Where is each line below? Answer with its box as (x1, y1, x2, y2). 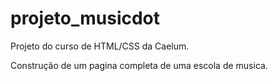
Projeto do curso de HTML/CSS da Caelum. (10, 40, 190, 52)
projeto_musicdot (10, 7, 161, 30)
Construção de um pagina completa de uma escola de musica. (10, 59, 268, 71)
